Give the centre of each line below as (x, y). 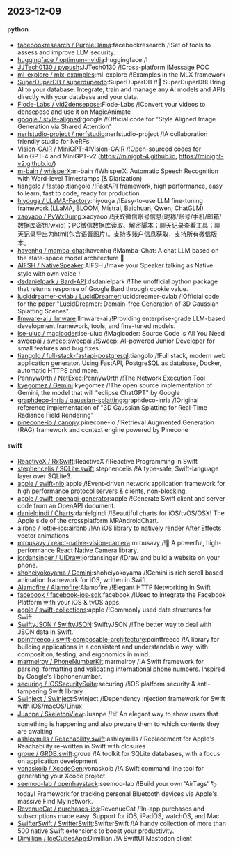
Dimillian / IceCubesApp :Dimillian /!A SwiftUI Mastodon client (105, 838)
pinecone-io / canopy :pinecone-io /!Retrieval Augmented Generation (115, 422)
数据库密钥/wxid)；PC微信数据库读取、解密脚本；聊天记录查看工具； (116, 225)
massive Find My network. (55, 801)
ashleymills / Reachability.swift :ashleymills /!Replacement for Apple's (116, 739)
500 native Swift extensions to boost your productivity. (96, 831)
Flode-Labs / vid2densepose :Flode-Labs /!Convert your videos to (111, 104)
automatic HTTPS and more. (58, 370)
